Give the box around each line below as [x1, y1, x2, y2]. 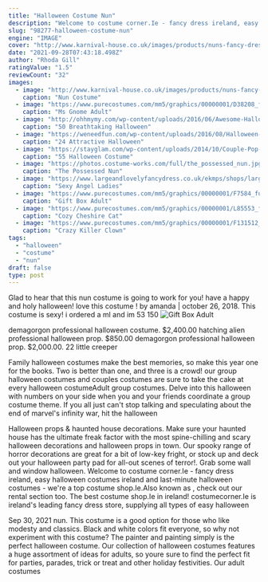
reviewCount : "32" [8, 71, 69, 79]
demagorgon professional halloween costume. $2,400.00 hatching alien [8, 325, 246, 335]
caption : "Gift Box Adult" [22, 197, 112, 205]
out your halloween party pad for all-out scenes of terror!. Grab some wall [8, 458, 251, 467]
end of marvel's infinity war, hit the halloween [8, 408, 158, 419]
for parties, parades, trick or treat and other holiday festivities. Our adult [8, 558, 245, 568]
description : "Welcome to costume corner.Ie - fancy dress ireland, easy [8, 19, 259, 27]
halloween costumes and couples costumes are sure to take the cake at [8, 375, 244, 384]
